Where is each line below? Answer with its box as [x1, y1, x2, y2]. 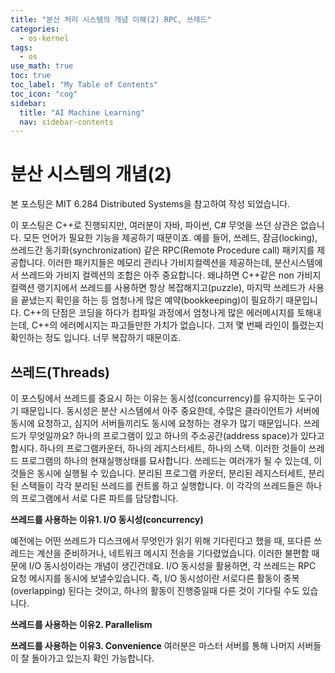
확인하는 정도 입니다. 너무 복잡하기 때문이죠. [10, 332, 182, 344]
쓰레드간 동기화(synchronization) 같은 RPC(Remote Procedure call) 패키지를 [10, 244, 315, 256]
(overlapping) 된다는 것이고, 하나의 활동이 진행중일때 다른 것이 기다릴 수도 [10, 585, 300, 596]
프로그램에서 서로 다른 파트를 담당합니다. [20, 492, 179, 504]
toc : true [10, 71, 52, 81]
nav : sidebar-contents [19, 117, 114, 127]
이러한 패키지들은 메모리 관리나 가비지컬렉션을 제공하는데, [47, 257, 273, 269]
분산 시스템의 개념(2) [10, 163, 173, 186]
